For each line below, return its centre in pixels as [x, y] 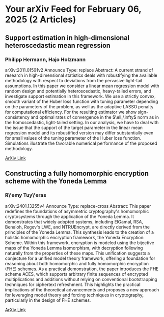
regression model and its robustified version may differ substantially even [79, 133]
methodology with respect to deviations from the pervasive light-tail [74, 80]
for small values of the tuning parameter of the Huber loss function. [73, 138]
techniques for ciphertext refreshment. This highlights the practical [73, 285]
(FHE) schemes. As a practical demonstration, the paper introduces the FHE [82, 269]
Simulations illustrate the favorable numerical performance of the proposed [81, 143]
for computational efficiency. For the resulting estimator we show [71, 112]
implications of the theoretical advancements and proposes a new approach [82, 289]
